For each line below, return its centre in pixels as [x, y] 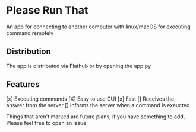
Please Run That [47, 10]
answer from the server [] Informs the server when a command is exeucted [98, 105]
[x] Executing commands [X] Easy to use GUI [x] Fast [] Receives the [90, 99]
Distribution [29, 52]
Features [23, 84]
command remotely [30, 33]
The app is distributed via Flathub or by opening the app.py [79, 66]
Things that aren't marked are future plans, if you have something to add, [96, 117]
